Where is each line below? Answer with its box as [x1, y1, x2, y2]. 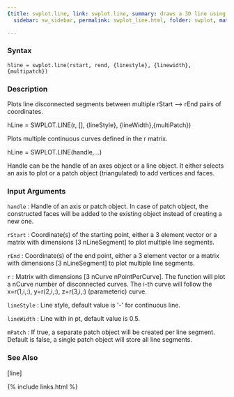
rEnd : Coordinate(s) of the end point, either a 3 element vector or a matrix [7, 252, 219, 260]
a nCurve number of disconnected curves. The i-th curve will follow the [7, 280, 212, 289]
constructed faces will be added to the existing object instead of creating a [7, 210, 222, 218]
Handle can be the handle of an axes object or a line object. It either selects [7, 161, 224, 170]
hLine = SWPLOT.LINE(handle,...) [7, 148, 102, 157]
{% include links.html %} [7, 382, 78, 391]
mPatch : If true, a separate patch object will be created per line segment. [7, 328, 215, 336]
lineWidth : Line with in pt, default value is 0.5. [7, 315, 141, 323]
